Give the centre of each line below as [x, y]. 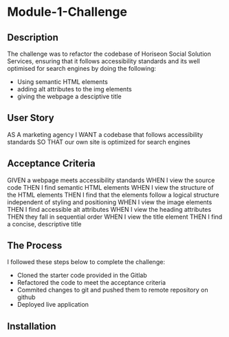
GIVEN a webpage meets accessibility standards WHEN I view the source [111, 180]
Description [33, 37]
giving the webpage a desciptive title [69, 96]
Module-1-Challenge [67, 12]
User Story [31, 118]
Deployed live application [53, 305]
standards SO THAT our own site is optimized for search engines [99, 142]
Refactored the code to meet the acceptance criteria [91, 283]
